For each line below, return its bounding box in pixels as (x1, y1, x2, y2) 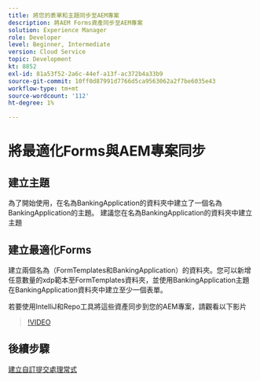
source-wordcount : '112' (8, 92, 90, 100)
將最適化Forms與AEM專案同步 (8, 142, 206, 160)
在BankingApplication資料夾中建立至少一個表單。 (8, 284, 167, 295)
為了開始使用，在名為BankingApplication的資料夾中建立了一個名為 (8, 198, 222, 208)
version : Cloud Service (8, 48, 86, 56)
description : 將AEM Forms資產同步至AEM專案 (8, 19, 144, 27)
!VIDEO (27, 317, 51, 327)
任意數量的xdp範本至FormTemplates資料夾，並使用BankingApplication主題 (8, 275, 250, 284)
